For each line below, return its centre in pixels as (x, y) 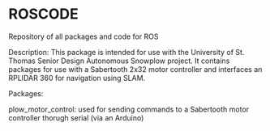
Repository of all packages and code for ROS (84, 36)
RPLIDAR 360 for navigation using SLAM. (77, 78)
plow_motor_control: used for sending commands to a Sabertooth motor (129, 109)
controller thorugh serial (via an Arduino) (76, 117)
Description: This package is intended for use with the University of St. (126, 52)
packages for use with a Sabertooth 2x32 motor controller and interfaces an (135, 69)
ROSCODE (43, 14)
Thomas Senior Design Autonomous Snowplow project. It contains (119, 61)
